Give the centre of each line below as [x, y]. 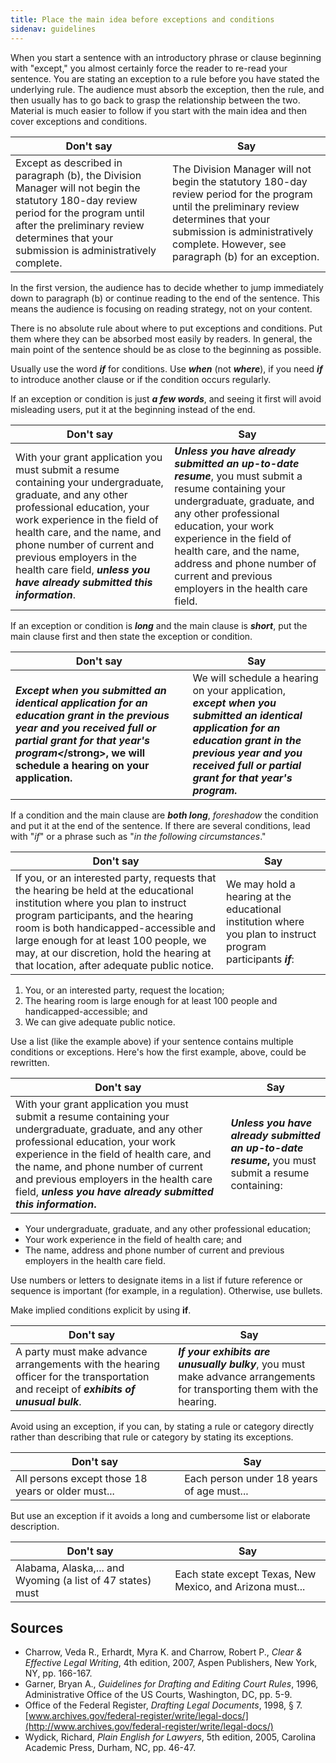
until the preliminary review [236, 206]
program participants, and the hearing [104, 915]
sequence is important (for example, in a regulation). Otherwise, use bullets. [166, 1290]
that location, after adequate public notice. [115, 965]
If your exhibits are [224, 1351]
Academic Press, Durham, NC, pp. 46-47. [110, 1748]
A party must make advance [81, 1351]
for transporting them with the [248, 1389]
